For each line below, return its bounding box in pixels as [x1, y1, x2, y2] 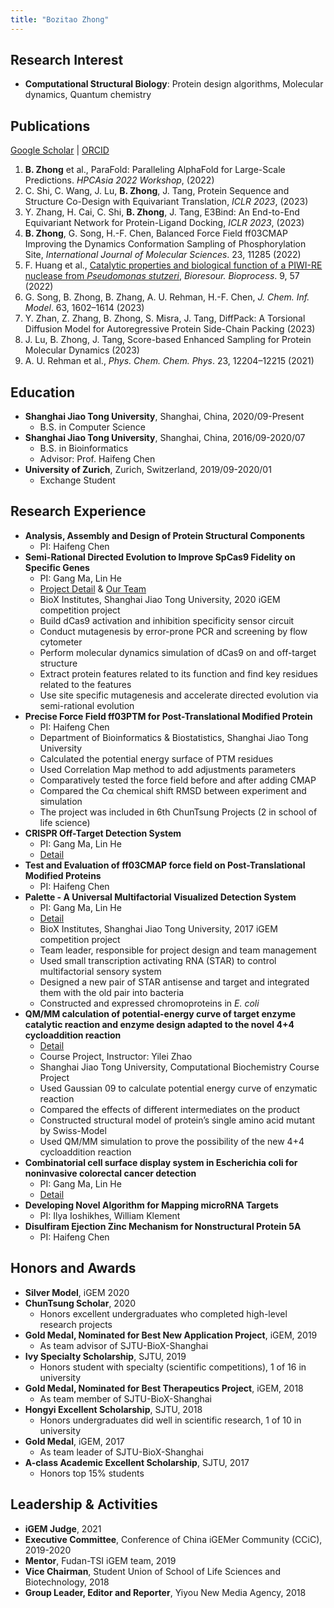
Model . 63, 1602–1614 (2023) [24, 302, 145, 314]
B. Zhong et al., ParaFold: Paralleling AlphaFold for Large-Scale [24, 164, 286, 176]
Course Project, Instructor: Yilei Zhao [39, 1050, 193, 1062]
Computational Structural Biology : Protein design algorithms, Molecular [24, 78, 324, 90]
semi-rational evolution [39, 699, 135, 711]
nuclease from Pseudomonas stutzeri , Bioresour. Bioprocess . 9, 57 [24, 270, 300, 282]
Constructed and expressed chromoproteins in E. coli [39, 997, 260, 1009]
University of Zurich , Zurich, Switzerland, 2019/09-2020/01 [24, 464, 272, 476]
